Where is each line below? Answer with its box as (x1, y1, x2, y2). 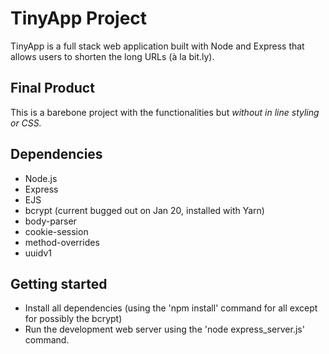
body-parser (24, 215, 77, 227)
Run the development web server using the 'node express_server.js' (24, 323, 305, 336)
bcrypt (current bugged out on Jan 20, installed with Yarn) (24, 204, 265, 216)
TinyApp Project (10, 7, 148, 30)
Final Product (10, 80, 95, 97)
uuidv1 (24, 247, 52, 259)
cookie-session (24, 225, 89, 237)
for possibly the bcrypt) (24, 313, 123, 325)
